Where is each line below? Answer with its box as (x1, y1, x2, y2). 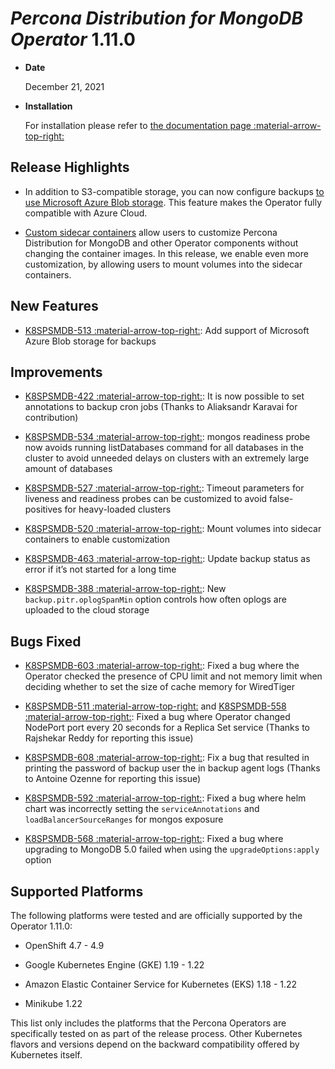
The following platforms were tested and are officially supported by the (10, 910, 303, 921)
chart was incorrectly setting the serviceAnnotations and (24, 803, 260, 815)
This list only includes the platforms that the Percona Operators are (10, 1017, 287, 1029)
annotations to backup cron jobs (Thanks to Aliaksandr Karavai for (24, 401, 298, 413)
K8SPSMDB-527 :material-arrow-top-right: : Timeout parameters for (24, 482, 305, 494)
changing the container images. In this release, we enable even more (24, 247, 309, 259)
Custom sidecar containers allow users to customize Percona (24, 226, 278, 238)
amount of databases (24, 463, 113, 475)
